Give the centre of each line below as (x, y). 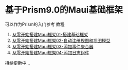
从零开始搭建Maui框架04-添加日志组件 (51, 52)
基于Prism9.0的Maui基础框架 (64, 10)
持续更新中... (18, 63)
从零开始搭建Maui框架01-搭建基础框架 (50, 34)
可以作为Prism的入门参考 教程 (35, 24)
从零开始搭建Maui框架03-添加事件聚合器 (53, 46)
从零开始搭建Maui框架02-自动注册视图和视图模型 (61, 40)
